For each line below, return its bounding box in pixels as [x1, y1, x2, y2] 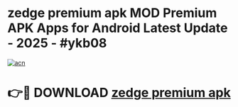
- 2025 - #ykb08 [7, 35, 107, 51]
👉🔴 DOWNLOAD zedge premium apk [7, 85, 231, 101]
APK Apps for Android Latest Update [7, 20, 228, 36]
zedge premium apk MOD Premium [7, 5, 217, 21]
